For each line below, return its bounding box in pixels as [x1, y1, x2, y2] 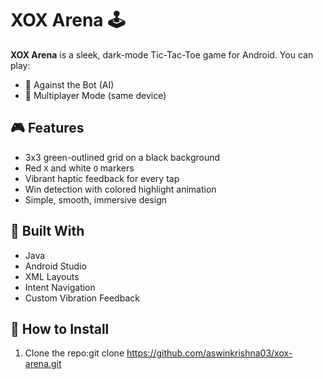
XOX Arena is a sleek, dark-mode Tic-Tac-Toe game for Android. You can [10, 48, 314, 61]
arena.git [24, 358, 62, 370]
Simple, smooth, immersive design [24, 193, 167, 206]
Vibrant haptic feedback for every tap [24, 172, 180, 184]
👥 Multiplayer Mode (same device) [24, 89, 167, 101]
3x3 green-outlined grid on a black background [24, 151, 221, 163]
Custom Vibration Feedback [24, 292, 140, 304]
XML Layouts [24, 270, 80, 282]
